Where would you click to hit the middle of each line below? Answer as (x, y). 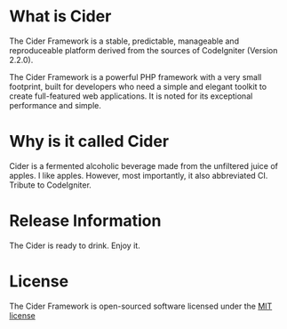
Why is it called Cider (89, 142)
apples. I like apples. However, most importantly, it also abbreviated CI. (139, 175)
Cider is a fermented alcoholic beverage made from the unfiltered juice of (143, 165)
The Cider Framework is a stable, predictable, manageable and (124, 41)
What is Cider (60, 16)
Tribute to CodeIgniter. (50, 185)
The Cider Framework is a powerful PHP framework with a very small (136, 76)
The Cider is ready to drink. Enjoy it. (75, 245)
